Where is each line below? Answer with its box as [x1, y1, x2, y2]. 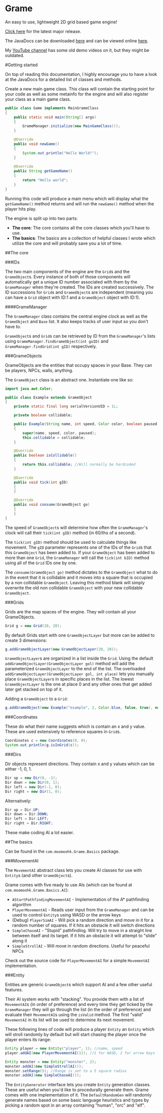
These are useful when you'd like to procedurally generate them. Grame [5, 1087, 149, 1093]
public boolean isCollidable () [14, 453, 77, 458]
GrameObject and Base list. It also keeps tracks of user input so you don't [5, 318, 148, 324]
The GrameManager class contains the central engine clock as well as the [5, 313, 148, 319]
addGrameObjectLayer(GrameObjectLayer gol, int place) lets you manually [5, 671, 154, 677]
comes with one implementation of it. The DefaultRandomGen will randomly [5, 1092, 152, 1098]
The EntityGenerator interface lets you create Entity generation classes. [5, 1082, 151, 1088]
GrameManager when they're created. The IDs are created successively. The [5, 284, 154, 290]
